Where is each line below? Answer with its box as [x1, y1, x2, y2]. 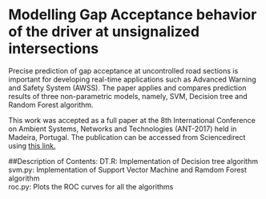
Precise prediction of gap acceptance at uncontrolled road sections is [8, 66, 239, 75]
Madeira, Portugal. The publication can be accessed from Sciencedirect [8, 132, 246, 141]
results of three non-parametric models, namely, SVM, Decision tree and [8, 91, 248, 101]
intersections [8, 40, 99, 58]
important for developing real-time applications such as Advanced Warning [8, 74, 256, 84]
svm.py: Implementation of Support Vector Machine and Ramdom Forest [8, 165, 247, 174]
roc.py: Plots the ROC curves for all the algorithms [8, 181, 174, 191]
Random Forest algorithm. [8, 100, 94, 109]
